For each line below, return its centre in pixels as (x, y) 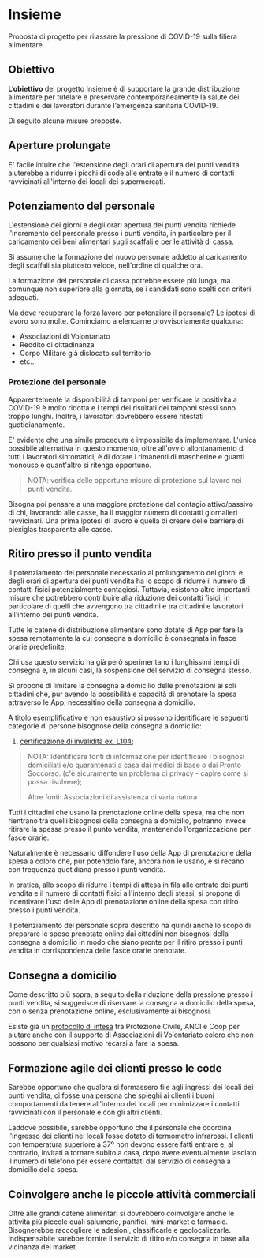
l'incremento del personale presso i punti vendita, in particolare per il (120, 234)
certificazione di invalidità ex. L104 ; (76, 741)
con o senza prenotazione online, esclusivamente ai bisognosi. (110, 1011)
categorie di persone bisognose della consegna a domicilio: (105, 726)
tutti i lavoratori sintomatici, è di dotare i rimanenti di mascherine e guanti (126, 456)
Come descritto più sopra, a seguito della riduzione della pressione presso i (131, 994)
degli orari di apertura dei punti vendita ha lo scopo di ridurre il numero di (127, 581)
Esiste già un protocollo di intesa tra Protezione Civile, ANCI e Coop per (124, 1027)
